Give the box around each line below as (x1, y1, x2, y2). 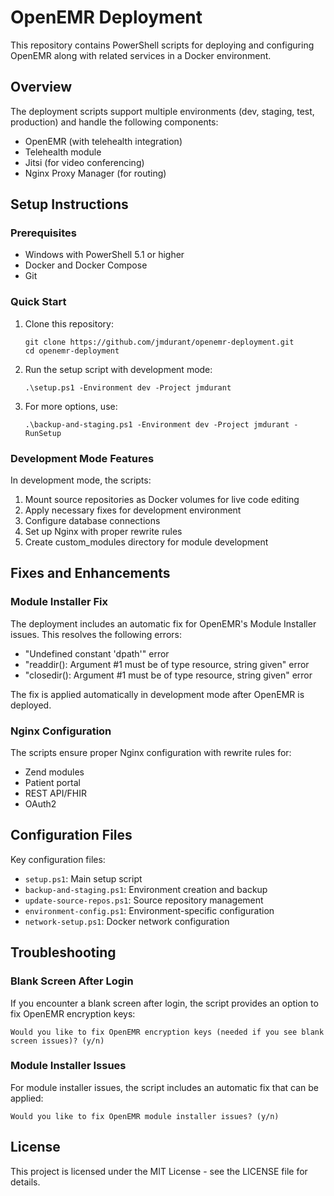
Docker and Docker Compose (24, 259, 148, 271)
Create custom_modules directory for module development (24, 536, 269, 548)
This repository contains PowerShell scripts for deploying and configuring (10, 39, 315, 51)
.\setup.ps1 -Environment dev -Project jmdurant (24, 382, 232, 393)
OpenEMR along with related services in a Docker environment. (10, 49, 272, 61)
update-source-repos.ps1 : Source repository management (24, 894, 264, 906)
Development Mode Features (10, 451, 155, 465)
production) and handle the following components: (10, 116, 219, 128)
